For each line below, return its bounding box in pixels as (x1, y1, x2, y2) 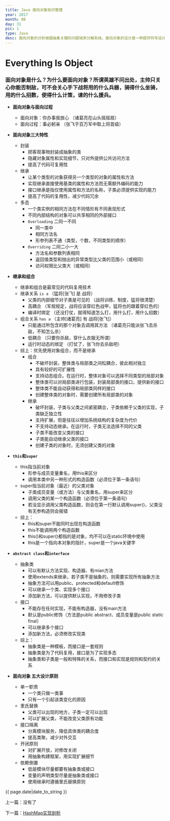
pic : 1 (5, 26, 19, 31)
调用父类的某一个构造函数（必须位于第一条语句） (27, 495, 130, 501)
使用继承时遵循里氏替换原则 (27, 779, 86, 785)
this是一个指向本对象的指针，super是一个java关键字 (27, 540, 136, 546)
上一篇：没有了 (5, 799, 36, 805)
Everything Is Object (5, 58, 93, 69)
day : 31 (5, 21, 22, 27)
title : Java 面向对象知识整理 (5, 7, 63, 13)
